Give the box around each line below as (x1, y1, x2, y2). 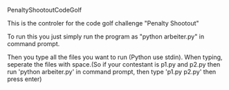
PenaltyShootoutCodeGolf (7, 6, 82, 14)
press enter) (7, 75, 42, 83)
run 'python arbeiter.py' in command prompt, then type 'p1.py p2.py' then (7, 68, 217, 76)
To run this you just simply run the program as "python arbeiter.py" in (7, 32, 205, 41)
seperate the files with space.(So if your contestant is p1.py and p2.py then (7, 60, 221, 68)
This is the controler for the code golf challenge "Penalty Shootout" (7, 19, 199, 27)
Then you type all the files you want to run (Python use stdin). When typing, (7, 53, 223, 61)
